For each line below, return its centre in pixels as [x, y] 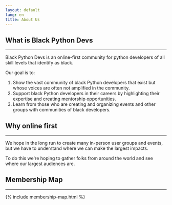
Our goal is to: [20, 73]
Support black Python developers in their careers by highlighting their [86, 94]
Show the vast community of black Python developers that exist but [84, 83]
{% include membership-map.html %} [45, 197]
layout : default [23, 10]
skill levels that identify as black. [39, 63]
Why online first [31, 126]
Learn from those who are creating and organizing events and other [84, 104]
